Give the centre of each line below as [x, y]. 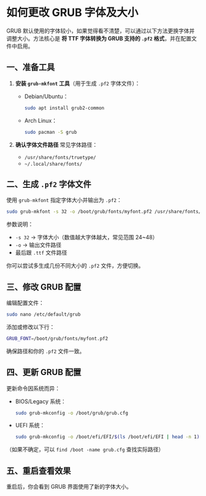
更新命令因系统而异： [33, 388]
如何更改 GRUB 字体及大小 [72, 13]
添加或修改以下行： [31, 327]
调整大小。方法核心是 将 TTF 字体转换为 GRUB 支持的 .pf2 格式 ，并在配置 [99, 38]
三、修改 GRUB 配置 [44, 287]
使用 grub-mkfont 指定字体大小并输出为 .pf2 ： [64, 200]
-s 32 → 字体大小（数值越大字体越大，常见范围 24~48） [86, 238]
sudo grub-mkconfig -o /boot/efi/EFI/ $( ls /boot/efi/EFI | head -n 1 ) [107, 437]
